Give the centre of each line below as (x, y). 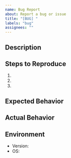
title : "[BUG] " (21, 18)
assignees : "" (19, 28)
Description (23, 47)
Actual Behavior (30, 118)
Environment (25, 134)
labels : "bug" (19, 23)
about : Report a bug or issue (36, 14)
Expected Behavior (35, 101)
